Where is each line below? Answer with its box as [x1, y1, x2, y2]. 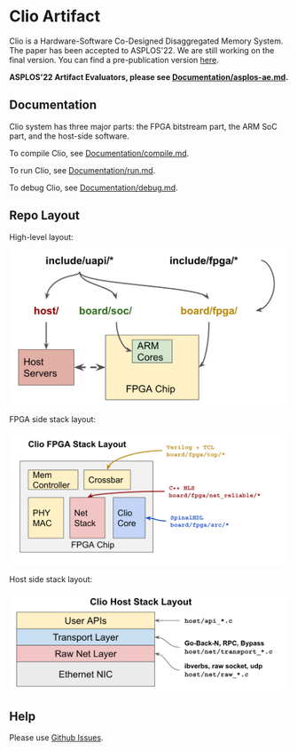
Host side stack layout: [9, 573, 93, 584]
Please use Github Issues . [9, 731, 104, 743]
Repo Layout [9, 208, 80, 223]
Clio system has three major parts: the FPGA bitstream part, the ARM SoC [9, 121, 277, 132]
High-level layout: [9, 231, 74, 242]
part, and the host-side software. [9, 131, 130, 141]
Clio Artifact [9, 6, 100, 27]
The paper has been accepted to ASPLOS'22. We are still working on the [9, 44, 275, 55]
